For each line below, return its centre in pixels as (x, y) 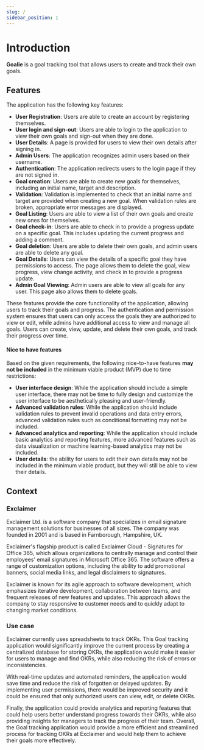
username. (29, 162)
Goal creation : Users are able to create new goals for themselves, (98, 182)
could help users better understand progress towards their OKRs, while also (101, 715)
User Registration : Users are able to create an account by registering (102, 117)
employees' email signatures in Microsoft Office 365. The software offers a (100, 560)
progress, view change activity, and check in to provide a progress (99, 272)
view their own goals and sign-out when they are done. (84, 136)
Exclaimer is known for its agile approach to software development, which (99, 584)
